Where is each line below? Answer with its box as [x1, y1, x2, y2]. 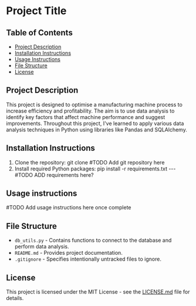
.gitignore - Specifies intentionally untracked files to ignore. [14, 255, 161, 263]
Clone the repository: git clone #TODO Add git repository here [14, 159, 165, 166]
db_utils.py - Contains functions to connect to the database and [14, 237, 172, 244]
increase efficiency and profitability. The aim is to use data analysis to [6, 107, 175, 114]
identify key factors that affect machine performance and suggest [6, 113, 165, 120]
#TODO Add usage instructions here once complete [6, 204, 131, 211]
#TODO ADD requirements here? [14, 171, 94, 178]
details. [6, 295, 24, 302]
